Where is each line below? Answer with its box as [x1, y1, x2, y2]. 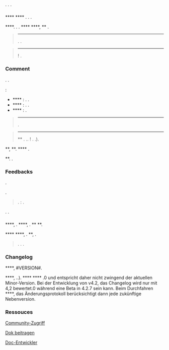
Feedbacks [5, 168, 33, 175]
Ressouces [5, 309, 33, 316]
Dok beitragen [5, 330, 35, 336]
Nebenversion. [5, 296, 36, 302]
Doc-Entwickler [5, 339, 38, 345]
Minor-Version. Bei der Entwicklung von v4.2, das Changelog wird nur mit [5, 280, 157, 286]
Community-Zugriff [5, 320, 45, 326]
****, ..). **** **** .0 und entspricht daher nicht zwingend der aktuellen [5, 274, 152, 281]
